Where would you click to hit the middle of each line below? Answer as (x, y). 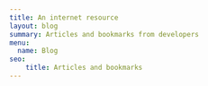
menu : (19, 43)
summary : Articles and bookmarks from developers (104, 34)
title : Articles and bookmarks (84, 68)
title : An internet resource (64, 17)
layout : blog (34, 26)
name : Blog (38, 51)
